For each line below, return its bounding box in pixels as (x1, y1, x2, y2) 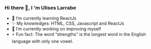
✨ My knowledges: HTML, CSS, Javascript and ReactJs (11, 20, 125, 26)
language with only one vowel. (11, 38, 74, 44)
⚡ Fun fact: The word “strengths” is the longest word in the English (11, 32, 147, 37)
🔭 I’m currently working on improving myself (11, 26, 101, 32)
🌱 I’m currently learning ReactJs (11, 16, 76, 21)
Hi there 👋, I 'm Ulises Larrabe (4, 4, 76, 11)
